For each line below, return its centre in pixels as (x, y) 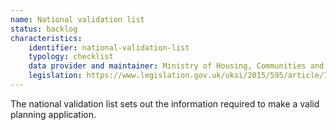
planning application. (53, 114)
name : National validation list (77, 19)
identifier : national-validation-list (109, 47)
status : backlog (44, 29)
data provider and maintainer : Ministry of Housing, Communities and (176, 66)
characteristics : (46, 38)
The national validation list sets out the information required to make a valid (165, 103)
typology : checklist (71, 57)
